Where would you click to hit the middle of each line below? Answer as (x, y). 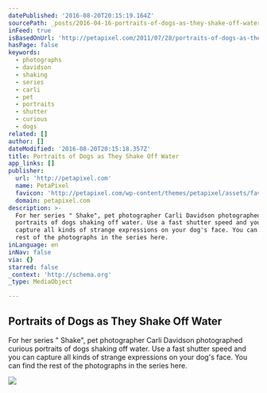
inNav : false (30, 252)
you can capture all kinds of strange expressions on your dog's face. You (128, 357)
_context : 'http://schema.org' (60, 274)
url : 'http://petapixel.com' (64, 179)
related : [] (28, 134)
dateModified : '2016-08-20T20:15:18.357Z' (79, 149)
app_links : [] (32, 164)
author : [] (26, 141)
